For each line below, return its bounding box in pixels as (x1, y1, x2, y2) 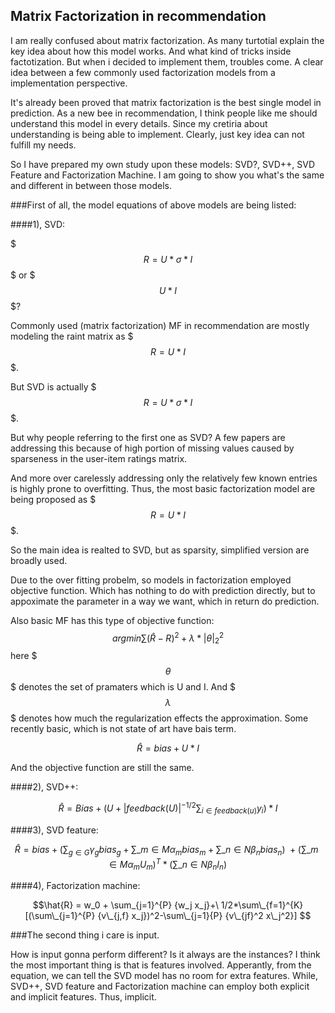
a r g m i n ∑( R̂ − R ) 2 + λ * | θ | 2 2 (111, 630, 225, 646)
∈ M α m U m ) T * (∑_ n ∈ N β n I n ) (108, 856, 228, 872)
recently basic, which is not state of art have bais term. (10, 723, 237, 735)
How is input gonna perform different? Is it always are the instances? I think (10, 948, 321, 960)
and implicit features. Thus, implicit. (10, 990, 157, 1003)
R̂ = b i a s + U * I (136, 742, 200, 754)
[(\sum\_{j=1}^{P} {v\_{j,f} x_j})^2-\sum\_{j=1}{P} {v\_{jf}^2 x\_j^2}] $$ (24, 909, 312, 921)
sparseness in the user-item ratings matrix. (10, 452, 188, 464)
